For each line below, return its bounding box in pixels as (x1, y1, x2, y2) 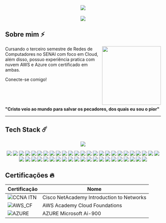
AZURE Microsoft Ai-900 (42, 210, 101, 217)
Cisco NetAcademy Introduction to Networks (42, 194, 147, 201)
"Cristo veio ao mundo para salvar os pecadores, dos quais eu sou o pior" (5, 106, 160, 112)
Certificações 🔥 (5, 171, 55, 180)
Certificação (7, 186, 38, 192)
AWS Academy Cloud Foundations (42, 202, 123, 209)
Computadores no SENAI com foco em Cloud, (5, 51, 98, 57)
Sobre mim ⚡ (5, 30, 45, 39)
